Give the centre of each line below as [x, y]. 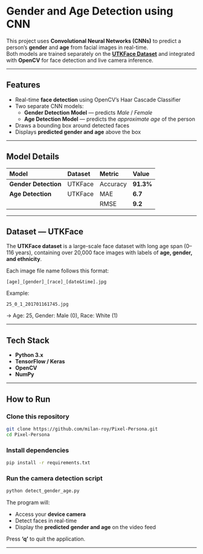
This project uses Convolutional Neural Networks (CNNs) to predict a [94, 41]
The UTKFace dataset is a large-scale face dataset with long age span [95, 246]
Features [23, 85]
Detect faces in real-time [46, 521]
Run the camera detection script [54, 478]
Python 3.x [29, 355]
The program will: [28, 502]
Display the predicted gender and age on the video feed [85, 527]
